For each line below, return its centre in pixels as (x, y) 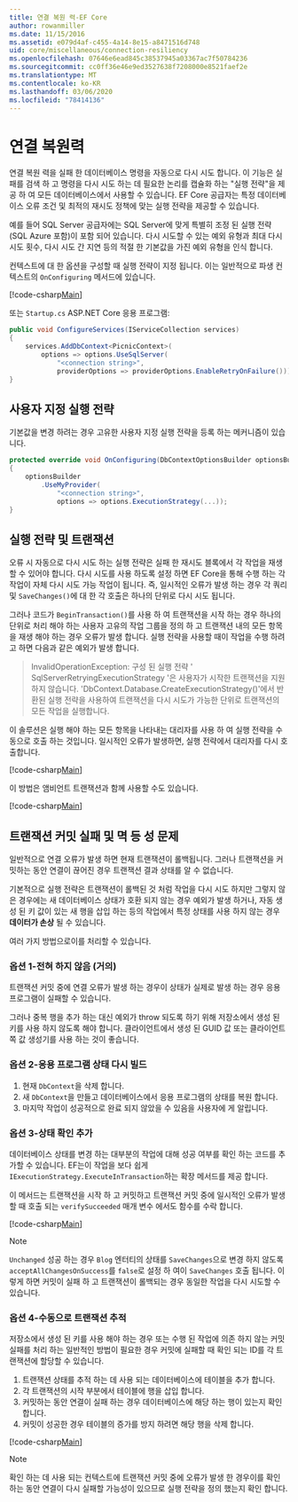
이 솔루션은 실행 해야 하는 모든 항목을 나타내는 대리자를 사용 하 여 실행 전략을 (141, 730)
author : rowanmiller (47, 26)
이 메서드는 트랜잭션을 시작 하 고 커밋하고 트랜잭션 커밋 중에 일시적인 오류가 (139, 1195)
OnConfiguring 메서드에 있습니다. (98, 277)
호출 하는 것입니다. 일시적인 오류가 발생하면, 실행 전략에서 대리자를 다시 (156, 741)
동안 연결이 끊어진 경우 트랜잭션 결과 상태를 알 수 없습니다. (133, 870)
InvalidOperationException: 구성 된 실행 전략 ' (112, 667)
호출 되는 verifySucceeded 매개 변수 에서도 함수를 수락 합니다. (136, 1206)
